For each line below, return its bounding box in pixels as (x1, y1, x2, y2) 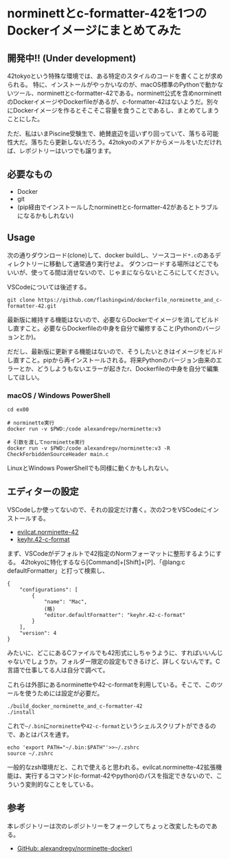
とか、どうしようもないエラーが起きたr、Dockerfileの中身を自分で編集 (19, 365, 219, 373)
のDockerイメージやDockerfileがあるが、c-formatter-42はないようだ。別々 (7, 98, 219, 106)
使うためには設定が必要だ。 (25, 688, 104, 697)
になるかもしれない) (16, 211, 74, 219)
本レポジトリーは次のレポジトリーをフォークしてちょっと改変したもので (7, 822, 211, 830)
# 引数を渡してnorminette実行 (7, 439, 85, 446)
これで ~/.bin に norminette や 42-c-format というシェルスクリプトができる (7, 721, 211, 730)
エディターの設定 (7, 486, 79, 498)
